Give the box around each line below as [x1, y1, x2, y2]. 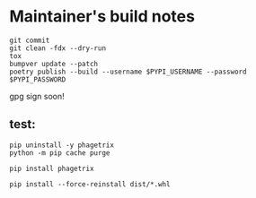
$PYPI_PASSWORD [9, 74, 66, 84]
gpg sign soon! [9, 90, 65, 101]
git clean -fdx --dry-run [9, 43, 106, 53]
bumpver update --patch [9, 59, 99, 68]
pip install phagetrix [9, 164, 94, 173]
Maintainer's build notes [9, 6, 196, 27]
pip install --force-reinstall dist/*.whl [9, 179, 171, 189]
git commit [9, 36, 50, 45]
